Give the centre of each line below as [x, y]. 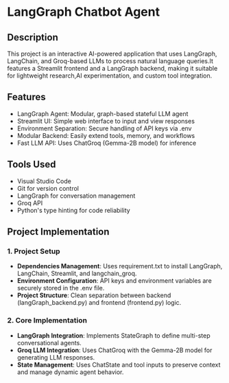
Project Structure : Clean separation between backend [94, 295]
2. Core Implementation [47, 321]
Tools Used [32, 164]
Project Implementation [58, 232]
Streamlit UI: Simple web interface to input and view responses [106, 121]
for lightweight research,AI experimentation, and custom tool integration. [110, 76]
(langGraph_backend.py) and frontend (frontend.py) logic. [99, 303]
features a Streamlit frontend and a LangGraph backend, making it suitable [112, 68]
